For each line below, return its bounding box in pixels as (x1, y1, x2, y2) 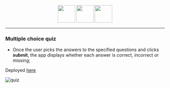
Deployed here (5, 67, 36, 73)
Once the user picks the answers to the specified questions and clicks (12, 47, 159, 53)
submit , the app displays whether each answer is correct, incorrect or (12, 52, 159, 58)
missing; (12, 58, 30, 64)
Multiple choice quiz (5, 35, 57, 42)
